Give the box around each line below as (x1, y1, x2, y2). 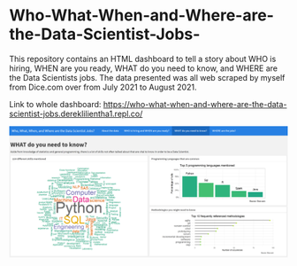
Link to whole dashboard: (9, 98, 102, 109)
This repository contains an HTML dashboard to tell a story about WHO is (9, 53, 277, 64)
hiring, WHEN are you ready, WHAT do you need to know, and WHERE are (9, 63, 278, 74)
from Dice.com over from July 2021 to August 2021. (9, 82, 197, 92)
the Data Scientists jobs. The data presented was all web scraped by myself (9, 72, 286, 82)
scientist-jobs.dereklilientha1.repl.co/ (9, 108, 143, 119)
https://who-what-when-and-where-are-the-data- (103, 98, 287, 109)
